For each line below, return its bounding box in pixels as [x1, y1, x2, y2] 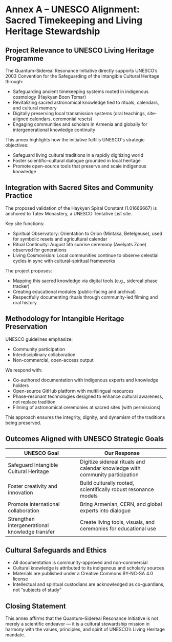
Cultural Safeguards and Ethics [5, 546, 107, 555]
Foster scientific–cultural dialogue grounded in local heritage [12, 158, 141, 163]
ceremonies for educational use [80, 525, 156, 533]
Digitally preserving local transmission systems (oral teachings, [12, 111, 146, 116]
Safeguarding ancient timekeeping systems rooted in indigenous [12, 88, 149, 95]
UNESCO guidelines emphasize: [5, 336, 73, 342]
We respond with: [5, 366, 42, 373]
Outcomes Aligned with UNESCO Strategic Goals [5, 434, 164, 443]
